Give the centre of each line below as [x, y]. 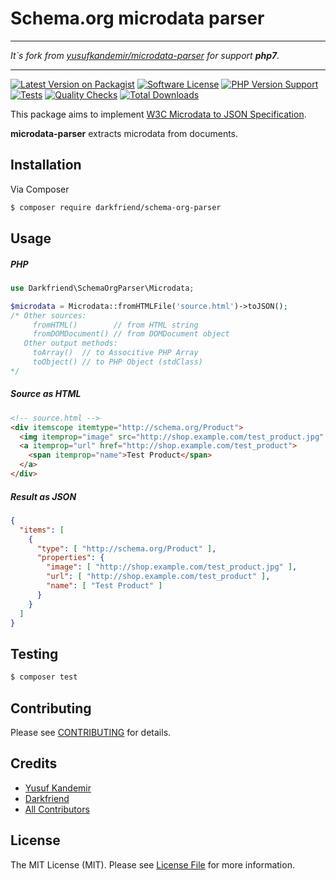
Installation [46, 165]
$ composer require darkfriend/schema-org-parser [116, 207]
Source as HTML [46, 394]
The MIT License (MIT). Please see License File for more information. [152, 864]
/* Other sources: [48, 315]
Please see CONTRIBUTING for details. [91, 732]
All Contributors [57, 809]
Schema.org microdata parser [137, 18]
